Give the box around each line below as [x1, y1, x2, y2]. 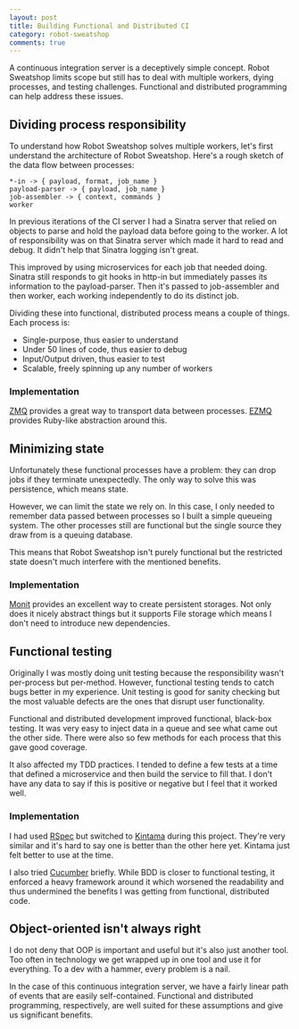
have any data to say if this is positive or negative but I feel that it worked [9, 779, 278, 789]
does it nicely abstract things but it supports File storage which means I [9, 609, 272, 620]
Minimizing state [9, 441, 104, 456]
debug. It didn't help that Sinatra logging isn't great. [9, 245, 199, 256]
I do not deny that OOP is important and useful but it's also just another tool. [9, 945, 289, 956]
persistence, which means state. [9, 484, 129, 494]
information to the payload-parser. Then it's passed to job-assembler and [9, 281, 279, 291]
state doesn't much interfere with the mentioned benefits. [9, 556, 221, 568]
